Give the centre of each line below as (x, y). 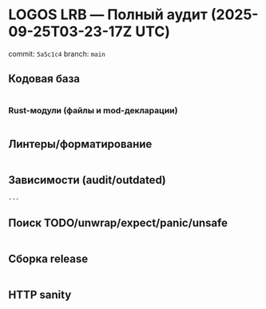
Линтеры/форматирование (80, 144)
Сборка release (48, 258)
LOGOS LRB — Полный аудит (108, 15)
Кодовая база (44, 79)
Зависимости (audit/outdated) (87, 180)
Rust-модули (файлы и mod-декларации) (93, 110)
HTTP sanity (40, 294)
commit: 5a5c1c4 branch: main (57, 53)
